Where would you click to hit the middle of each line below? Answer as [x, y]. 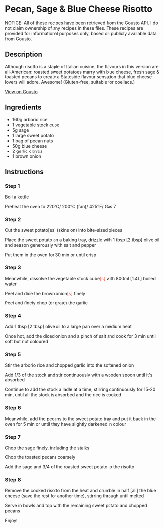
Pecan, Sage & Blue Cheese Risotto [79, 9]
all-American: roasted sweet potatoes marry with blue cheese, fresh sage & [82, 72]
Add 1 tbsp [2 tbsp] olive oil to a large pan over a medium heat [69, 327]
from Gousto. [19, 39]
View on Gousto [22, 92]
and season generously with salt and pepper [51, 245]
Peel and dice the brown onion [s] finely [45, 293]
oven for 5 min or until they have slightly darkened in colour [66, 424]
